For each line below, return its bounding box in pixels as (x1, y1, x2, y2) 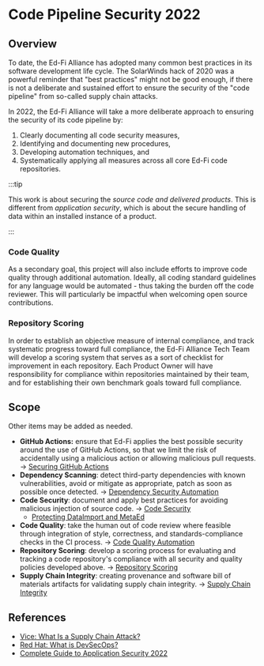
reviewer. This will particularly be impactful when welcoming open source (8, 290, 247, 299)
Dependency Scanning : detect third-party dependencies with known (19, 470, 247, 480)
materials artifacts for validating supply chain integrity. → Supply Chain (19, 579, 251, 589)
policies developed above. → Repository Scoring (19, 563, 179, 572)
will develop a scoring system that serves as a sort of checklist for (8, 352, 224, 362)
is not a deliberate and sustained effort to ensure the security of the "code (8, 83, 251, 92)
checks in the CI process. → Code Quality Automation (19, 537, 195, 547)
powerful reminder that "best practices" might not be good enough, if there (8, 75, 253, 84)
